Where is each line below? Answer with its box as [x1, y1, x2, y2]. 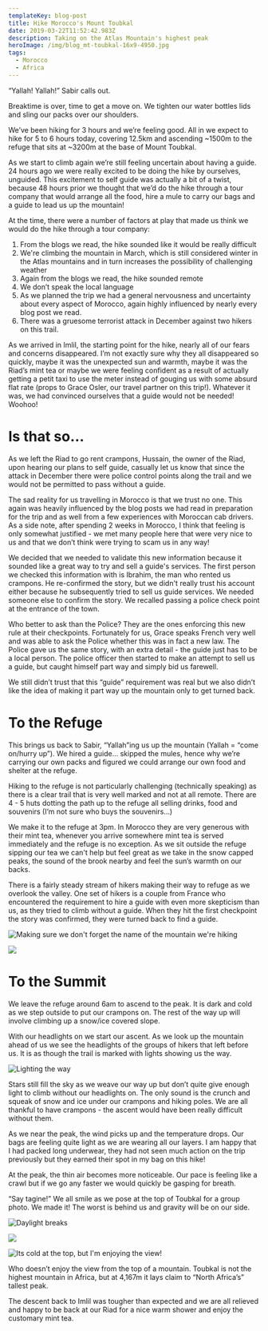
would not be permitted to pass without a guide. [8, 479, 166, 488]
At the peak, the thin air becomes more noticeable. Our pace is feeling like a [8, 1170, 258, 1179]
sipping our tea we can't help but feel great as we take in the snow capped [8, 847, 254, 857]
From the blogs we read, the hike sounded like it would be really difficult [19, 239, 257, 249]
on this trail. [19, 325, 59, 334]
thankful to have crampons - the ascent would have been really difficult [8, 1105, 243, 1114]
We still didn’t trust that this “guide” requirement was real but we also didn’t [8, 677, 256, 687]
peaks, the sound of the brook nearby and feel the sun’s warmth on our [8, 856, 242, 866]
